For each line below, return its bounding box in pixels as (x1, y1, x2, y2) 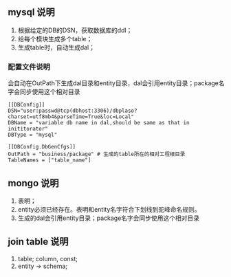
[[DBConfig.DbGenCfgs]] (8, 144, 76, 151)
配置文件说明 (8, 62, 51, 71)
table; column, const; (17, 254, 78, 263)
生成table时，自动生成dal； (17, 43, 96, 52)
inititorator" (8, 126, 49, 133)
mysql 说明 (8, 6, 56, 19)
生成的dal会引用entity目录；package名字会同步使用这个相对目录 (17, 214, 200, 222)
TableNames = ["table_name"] (8, 157, 91, 164)
